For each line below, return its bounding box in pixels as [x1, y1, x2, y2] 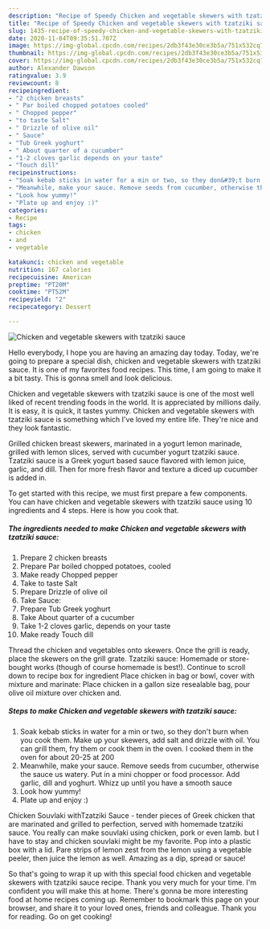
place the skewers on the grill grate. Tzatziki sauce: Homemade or [8, 653, 227, 664]
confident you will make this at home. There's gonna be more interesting [8, 886, 248, 895]
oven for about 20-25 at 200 [19, 752, 115, 762]
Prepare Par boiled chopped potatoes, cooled [19, 561, 171, 571]
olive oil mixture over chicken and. [8, 688, 122, 697]
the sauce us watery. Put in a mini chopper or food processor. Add [19, 769, 240, 779]
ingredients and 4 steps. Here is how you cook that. [8, 505, 179, 515]
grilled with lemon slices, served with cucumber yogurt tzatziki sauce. [8, 447, 239, 457]
